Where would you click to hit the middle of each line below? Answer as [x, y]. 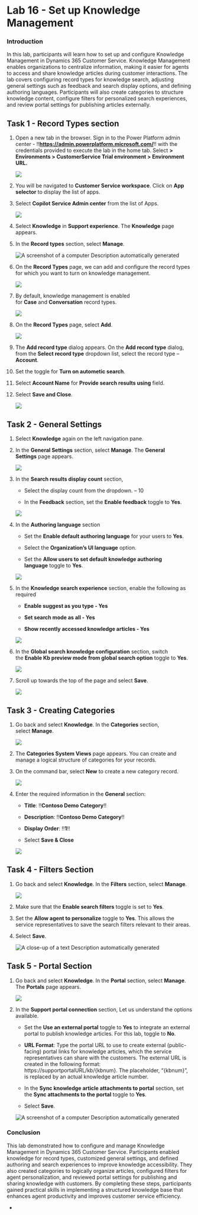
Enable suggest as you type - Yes [66, 606]
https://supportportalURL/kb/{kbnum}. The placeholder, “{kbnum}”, [106, 1070]
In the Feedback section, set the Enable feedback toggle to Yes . [103, 502]
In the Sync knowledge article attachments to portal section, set [104, 1088]
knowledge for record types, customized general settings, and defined [92, 1158]
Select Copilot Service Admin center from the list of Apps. [87, 204]
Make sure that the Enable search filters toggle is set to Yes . [90, 906]
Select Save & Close [49, 840]
